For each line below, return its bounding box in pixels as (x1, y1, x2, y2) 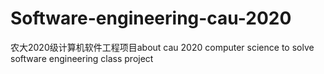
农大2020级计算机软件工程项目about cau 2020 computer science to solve (10, 41, 315, 53)
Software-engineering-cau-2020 (10, 7, 292, 30)
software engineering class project (10, 52, 154, 64)
